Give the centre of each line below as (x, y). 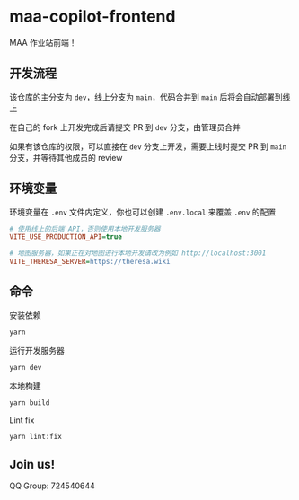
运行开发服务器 (37, 350)
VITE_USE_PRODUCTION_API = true (66, 237)
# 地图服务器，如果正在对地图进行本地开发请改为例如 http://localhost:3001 (138, 253)
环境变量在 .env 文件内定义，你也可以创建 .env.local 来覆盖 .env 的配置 (143, 212)
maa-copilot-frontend (92, 17)
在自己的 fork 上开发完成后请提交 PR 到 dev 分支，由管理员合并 (125, 127)
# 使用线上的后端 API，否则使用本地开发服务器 (85, 229)
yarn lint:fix (36, 436)
